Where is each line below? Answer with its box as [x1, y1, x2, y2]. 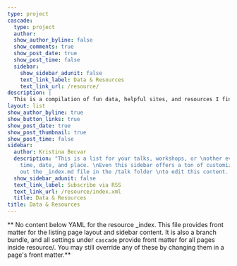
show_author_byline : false [13, 37, 93, 44]
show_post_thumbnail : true [7, 129, 87, 136]
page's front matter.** [7, 250, 71, 259]
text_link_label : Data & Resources [20, 76, 125, 83]
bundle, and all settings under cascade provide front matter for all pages [7, 236, 215, 244]
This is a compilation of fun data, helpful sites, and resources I [13, 96, 219, 103]
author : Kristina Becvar [13, 149, 87, 156]
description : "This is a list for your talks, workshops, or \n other [13, 155, 222, 163]
